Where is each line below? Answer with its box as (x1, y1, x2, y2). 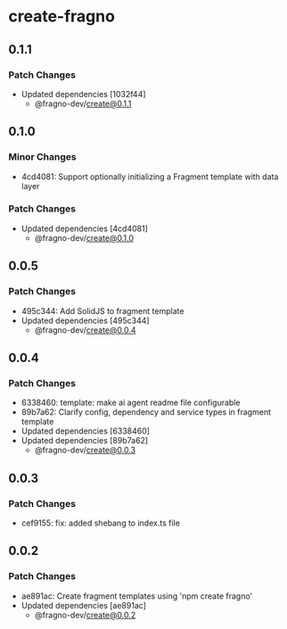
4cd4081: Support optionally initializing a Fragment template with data (20, 171, 279, 182)
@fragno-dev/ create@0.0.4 (34, 324, 136, 335)
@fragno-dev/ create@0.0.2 (34, 609, 136, 620)
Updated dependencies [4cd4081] (20, 223, 149, 234)
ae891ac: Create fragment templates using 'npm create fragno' (20, 591, 253, 601)
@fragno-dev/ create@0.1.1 (34, 98, 132, 109)
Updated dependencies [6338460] (20, 426, 151, 436)
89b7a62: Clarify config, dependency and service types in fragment (20, 407, 271, 418)
